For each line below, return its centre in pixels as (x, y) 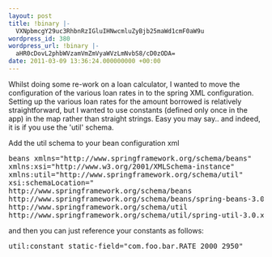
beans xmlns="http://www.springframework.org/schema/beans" (130, 158)
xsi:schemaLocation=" (51, 182)
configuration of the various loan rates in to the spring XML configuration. (131, 92)
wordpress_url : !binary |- (54, 46)
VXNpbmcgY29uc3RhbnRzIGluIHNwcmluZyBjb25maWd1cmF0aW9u (110, 31)
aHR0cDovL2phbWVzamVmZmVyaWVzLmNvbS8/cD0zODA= (96, 54)
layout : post (30, 16)
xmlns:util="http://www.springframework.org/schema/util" (126, 174)
